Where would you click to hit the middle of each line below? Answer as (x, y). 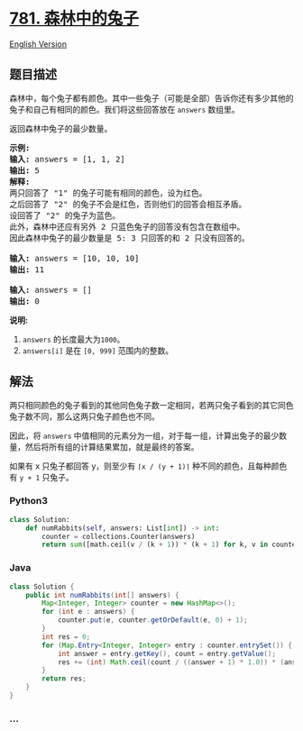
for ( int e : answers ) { (88, 612)
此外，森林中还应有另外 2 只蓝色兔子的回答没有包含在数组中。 (127, 227)
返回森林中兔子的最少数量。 (61, 128)
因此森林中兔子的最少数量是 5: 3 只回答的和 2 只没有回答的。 (129, 238)
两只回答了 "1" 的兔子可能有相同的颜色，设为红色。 (108, 193)
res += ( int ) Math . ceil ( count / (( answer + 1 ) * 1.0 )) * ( (171, 662)
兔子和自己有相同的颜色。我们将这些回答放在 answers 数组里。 (124, 109)
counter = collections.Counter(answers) (119, 536)
